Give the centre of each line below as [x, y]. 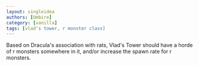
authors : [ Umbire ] [29, 17]
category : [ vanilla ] [32, 23]
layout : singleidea [30, 12]
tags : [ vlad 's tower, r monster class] [56, 28]
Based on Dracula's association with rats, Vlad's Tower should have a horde [99, 45]
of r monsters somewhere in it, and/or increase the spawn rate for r [89, 52]
